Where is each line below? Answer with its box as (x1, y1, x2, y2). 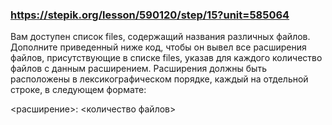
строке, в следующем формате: (10, 84, 147, 96)
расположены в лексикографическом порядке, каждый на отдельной (10, 73, 309, 85)
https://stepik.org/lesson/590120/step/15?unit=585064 (10, 8, 290, 22)
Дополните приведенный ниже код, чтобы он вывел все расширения (10, 41, 307, 53)
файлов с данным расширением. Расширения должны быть (10, 63, 267, 75)
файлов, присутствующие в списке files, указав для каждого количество (10, 52, 323, 64)
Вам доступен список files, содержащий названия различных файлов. (10, 31, 311, 43)
